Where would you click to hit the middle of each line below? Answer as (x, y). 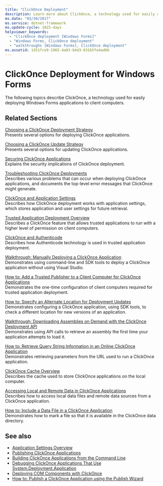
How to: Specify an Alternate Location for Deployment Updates (68, 302)
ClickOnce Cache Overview (33, 371)
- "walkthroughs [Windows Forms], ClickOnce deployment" (68, 46)
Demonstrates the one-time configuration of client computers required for (79, 287)
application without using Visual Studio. (44, 267)
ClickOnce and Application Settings (41, 198)
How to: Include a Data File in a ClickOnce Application (59, 410)
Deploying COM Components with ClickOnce (57, 473)
